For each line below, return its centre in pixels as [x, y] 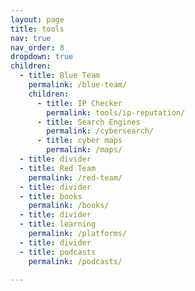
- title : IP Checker [79, 103]
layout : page [37, 19]
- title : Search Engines [88, 122]
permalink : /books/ [69, 206]
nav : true [31, 38]
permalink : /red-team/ [75, 177]
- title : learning [58, 224]
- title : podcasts [58, 252]
